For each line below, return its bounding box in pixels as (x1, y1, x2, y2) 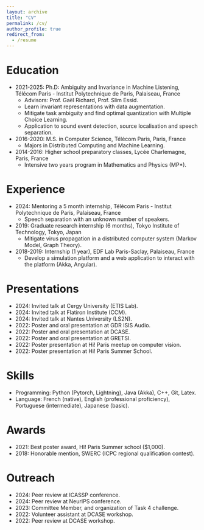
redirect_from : (6, 32, 45, 38)
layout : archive (6, 9, 47, 15)
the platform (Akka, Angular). (24, 260, 97, 268)
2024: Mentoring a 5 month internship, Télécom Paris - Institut (15, 202, 172, 210)
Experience (6, 183, 65, 197)
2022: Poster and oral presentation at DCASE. (15, 328, 130, 335)
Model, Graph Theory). (24, 241, 82, 248)
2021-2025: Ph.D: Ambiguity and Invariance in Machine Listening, (15, 83, 180, 91)
